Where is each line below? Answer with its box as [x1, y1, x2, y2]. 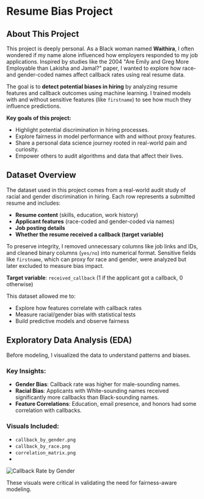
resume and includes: [6, 199, 61, 207]
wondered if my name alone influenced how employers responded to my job [6, 51, 199, 59]
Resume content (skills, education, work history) [15, 211, 139, 218]
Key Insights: [6, 367, 46, 375]
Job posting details [15, 224, 65, 231]
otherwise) [6, 280, 34, 288]
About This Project [6, 29, 79, 39]
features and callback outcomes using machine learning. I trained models [6, 90, 191, 96]
